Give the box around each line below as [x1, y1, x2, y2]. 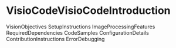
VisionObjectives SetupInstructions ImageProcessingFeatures [6, 23, 155, 30]
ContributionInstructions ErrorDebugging [6, 35, 105, 42]
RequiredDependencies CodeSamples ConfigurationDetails [6, 29, 150, 36]
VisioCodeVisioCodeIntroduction [6, 4, 171, 17]
